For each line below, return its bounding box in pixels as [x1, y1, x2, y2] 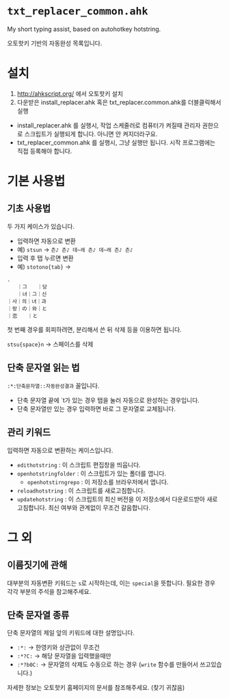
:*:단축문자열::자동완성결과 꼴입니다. [7, 382, 100, 390]
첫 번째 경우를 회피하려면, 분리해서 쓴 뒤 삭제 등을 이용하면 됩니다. [7, 325, 183, 334]
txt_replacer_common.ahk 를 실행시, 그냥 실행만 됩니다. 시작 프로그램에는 [16, 138, 216, 147]
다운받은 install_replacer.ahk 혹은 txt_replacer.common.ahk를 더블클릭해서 [16, 98, 221, 106]
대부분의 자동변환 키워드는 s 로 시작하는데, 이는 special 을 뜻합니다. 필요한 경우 [7, 579, 216, 587]
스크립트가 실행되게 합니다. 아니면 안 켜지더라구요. [24, 129, 158, 138]
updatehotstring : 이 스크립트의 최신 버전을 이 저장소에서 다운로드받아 [16, 495, 205, 503]
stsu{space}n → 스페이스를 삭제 [7, 340, 94, 348]
